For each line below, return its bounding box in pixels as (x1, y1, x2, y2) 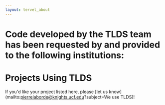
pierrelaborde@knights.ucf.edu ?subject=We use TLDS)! (20, 94, 135, 100)
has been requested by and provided (5, 39, 161, 50)
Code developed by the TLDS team (5, 28, 152, 40)
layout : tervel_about (5, 7, 50, 12)
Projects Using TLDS (5, 72, 92, 83)
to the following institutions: (5, 50, 125, 61)
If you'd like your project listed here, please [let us (5, 89, 108, 95)
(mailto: (5, 94, 21, 100)
